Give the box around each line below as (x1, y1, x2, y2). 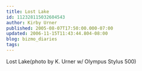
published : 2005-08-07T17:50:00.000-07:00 (6, 25, 113, 31)
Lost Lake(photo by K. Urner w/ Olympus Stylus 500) (6, 57, 137, 65)
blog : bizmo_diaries (6, 36, 58, 42)
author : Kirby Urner (6, 20, 58, 25)
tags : (6, 42, 20, 48)
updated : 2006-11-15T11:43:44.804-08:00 (6, 31, 109, 37)
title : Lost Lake (6, 8, 50, 15)
